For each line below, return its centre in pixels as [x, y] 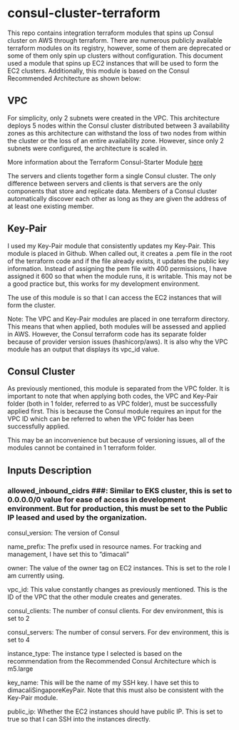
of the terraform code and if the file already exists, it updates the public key [118, 261]
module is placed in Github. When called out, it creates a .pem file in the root [120, 253]
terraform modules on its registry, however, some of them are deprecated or [119, 48]
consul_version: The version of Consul [63, 533]
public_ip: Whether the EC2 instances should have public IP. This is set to [115, 711]
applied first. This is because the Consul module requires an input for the [115, 411]
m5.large [20, 669]
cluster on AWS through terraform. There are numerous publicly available [115, 40]
